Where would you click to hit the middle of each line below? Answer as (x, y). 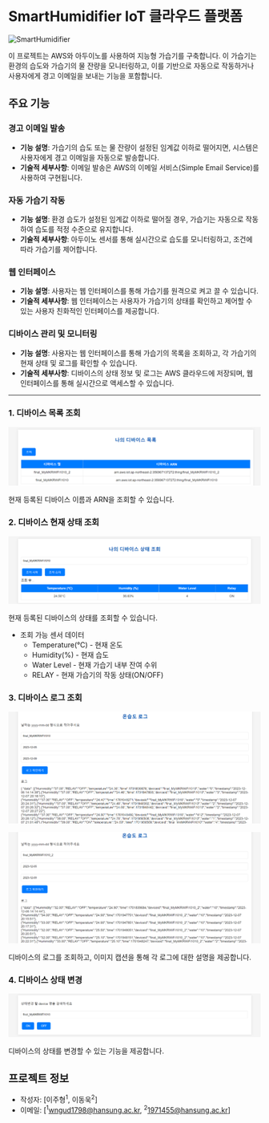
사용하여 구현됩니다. (51, 177)
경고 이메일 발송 (37, 128)
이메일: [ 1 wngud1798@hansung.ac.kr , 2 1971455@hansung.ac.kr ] (125, 1109)
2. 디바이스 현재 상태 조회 (54, 522)
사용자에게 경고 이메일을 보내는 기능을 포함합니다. (85, 75)
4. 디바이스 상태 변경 (45, 980)
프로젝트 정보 (39, 1078)
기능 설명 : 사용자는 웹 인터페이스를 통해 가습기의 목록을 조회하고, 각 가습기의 (138, 353)
